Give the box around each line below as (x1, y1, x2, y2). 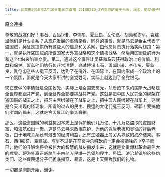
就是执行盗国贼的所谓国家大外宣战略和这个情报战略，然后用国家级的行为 (13, 50, 160, 56)
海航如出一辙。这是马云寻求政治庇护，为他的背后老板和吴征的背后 (18, 126, 151, 132)
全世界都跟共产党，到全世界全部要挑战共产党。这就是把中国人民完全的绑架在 (5, 91, 160, 97)
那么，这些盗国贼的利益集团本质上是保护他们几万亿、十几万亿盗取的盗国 (5, 119, 151, 125)
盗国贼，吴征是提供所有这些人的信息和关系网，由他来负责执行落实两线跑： (5, 44, 156, 49)
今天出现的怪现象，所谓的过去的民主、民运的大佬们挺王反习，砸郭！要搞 (9, 103, 156, 109)
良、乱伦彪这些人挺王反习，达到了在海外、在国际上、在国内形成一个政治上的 (5, 68, 160, 74)
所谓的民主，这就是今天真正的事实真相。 (9, 109, 91, 115)
